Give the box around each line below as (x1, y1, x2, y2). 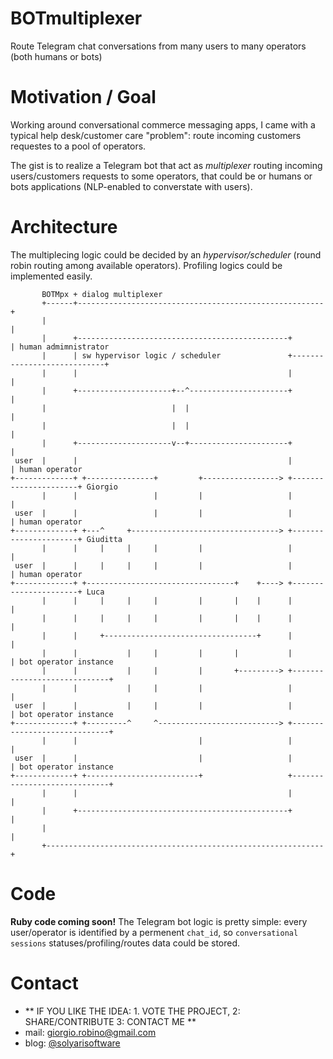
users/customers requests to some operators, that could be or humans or (10, 170, 313, 182)
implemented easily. (10, 270, 93, 282)
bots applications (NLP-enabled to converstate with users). (10, 180, 253, 192)
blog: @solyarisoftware (24, 1037, 121, 1049)
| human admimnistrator (10, 342, 110, 352)
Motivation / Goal (10, 86, 157, 109)
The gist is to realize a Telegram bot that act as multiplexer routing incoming (10, 159, 323, 171)
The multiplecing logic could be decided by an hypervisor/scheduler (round (10, 248, 322, 261)
